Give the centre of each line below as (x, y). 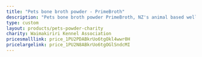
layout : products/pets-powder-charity (55, 28)
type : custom (23, 23)
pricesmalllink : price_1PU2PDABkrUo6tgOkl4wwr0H (68, 39)
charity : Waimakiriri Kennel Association (59, 34)
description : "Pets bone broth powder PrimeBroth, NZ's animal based (95, 17)
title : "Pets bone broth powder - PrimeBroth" (66, 12)
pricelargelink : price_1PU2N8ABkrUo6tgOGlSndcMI (68, 45)
